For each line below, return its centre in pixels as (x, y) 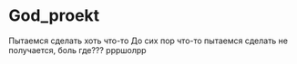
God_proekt (54, 16)
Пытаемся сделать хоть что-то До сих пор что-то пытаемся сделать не (148, 41)
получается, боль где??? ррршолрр (77, 50)
